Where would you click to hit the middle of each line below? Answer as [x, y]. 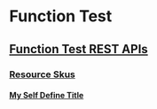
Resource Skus [42, 74]
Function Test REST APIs [78, 49]
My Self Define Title [47, 96]
